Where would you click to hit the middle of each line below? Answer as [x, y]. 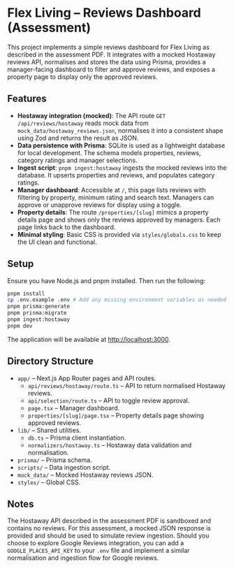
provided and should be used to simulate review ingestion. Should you [108, 535]
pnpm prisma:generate [39, 307]
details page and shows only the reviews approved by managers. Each [119, 219]
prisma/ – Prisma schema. [54, 460]
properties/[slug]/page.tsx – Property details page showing [116, 415]
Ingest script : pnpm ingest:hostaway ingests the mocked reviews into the [122, 167]
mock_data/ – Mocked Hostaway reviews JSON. [85, 475]
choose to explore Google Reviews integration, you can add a [96, 543]
